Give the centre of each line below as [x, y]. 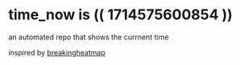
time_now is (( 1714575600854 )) [121, 15]
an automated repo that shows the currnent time [89, 37]
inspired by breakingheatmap [57, 52]
